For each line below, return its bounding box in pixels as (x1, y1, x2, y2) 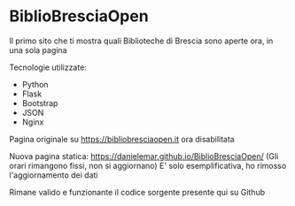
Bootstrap (21, 97, 58, 108)
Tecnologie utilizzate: (9, 62, 87, 72)
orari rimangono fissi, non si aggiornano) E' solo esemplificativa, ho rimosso (9, 160, 287, 171)
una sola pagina (9, 44, 68, 55)
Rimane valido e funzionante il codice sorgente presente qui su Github (9, 187, 266, 197)
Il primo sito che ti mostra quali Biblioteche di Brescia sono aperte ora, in (9, 35, 274, 46)
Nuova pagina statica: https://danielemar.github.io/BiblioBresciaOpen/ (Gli (9, 150, 279, 161)
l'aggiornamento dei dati (9, 170, 98, 180)
